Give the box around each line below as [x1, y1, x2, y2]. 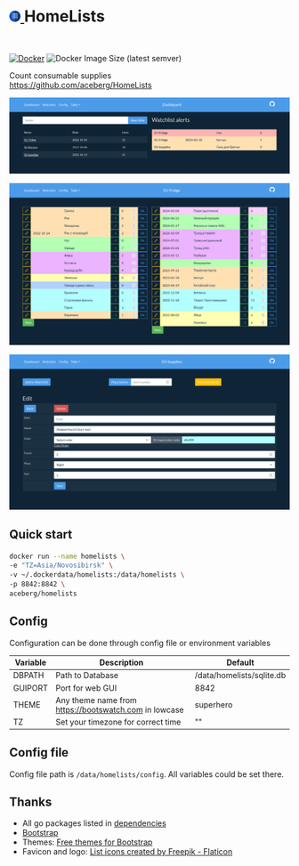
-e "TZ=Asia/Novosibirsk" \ [9, 561, 114, 571]
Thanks [9, 794, 53, 809]
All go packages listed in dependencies [21, 818, 166, 829]
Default [226, 657, 255, 668]
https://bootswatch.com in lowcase [55, 704, 184, 715]
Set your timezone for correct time [55, 716, 182, 727]
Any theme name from [55, 694, 138, 705]
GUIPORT [12, 683, 49, 693]
